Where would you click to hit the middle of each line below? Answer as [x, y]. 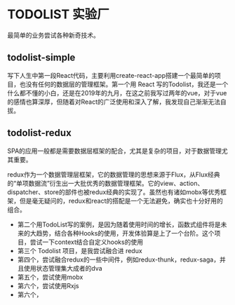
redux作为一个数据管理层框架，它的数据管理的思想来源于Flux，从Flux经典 [114, 174]
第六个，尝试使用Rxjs [48, 285]
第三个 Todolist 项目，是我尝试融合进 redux [80, 250]
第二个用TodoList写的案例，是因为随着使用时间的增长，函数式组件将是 [119, 224]
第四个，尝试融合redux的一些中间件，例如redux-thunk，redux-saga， [118, 259]
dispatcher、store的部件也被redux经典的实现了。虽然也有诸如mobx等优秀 [114, 192]
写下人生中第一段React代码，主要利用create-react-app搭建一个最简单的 [111, 75]
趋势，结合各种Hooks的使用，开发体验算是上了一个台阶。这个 [126, 233]
